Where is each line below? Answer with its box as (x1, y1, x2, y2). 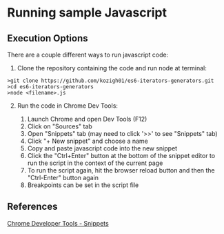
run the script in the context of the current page (27, 159, 163, 167)
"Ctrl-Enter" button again (27, 174, 99, 182)
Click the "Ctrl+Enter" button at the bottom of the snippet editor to (27, 152, 216, 159)
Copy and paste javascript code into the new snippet (27, 144, 178, 153)
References (7, 201, 58, 213)
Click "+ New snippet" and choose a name (27, 137, 148, 145)
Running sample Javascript (7, 5, 167, 21)
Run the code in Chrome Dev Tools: (17, 101, 119, 110)
